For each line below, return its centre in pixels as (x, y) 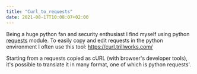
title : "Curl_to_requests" (39, 12)
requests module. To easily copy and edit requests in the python (85, 40)
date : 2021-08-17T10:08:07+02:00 (47, 17)
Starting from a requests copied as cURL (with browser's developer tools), (97, 58)
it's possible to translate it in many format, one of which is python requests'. (99, 64)
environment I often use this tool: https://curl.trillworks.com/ (80, 46)
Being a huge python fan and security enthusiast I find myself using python (98, 34)
